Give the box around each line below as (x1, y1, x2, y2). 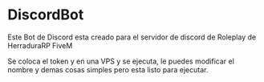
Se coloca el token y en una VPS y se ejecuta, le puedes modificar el (7, 56, 234, 66)
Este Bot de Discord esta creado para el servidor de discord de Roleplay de (7, 32, 257, 42)
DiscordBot (7, 6, 84, 24)
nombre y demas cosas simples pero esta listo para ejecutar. (7, 64, 209, 74)
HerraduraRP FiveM (7, 40, 73, 50)
